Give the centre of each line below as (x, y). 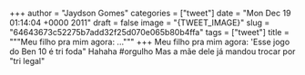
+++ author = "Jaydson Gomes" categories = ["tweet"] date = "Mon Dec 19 (150, 13)
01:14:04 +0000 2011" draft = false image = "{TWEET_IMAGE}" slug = (140, 23)
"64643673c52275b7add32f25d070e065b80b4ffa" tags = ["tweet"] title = (149, 32)
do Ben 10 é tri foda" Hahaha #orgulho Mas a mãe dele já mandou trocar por (152, 52)
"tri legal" (27, 61)
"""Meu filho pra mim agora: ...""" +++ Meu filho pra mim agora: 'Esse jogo (150, 42)
